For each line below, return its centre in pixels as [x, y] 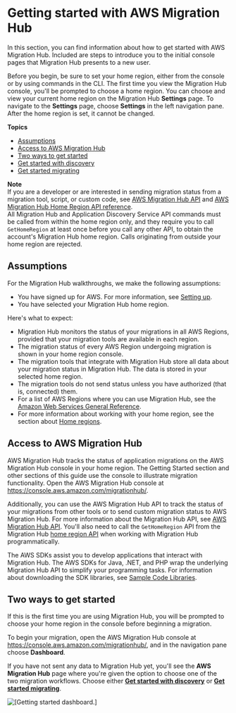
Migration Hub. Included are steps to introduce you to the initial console [111, 55]
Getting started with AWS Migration [114, 13]
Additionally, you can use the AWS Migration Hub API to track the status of [116, 504]
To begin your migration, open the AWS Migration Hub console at [102, 638]
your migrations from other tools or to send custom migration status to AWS [117, 511]
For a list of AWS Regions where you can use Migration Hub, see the [117, 398]
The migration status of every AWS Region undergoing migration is [114, 346]
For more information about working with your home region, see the [116, 414]
